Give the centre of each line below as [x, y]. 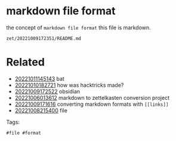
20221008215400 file [41, 110]
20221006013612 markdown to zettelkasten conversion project [92, 97]
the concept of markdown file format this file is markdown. [78, 27]
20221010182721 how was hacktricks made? [69, 85]
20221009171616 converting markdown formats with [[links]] [92, 104]
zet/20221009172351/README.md [44, 38]
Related [25, 62]
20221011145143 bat [39, 78]
